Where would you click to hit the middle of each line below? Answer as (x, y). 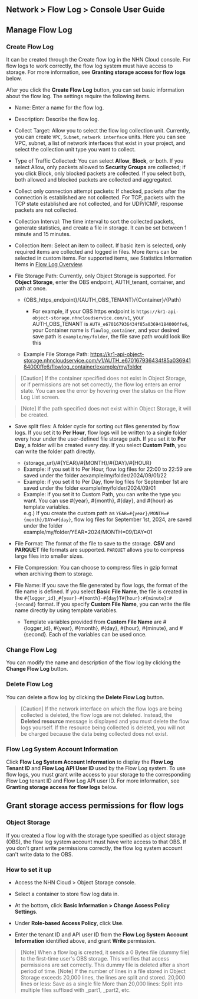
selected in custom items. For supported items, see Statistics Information (103, 258)
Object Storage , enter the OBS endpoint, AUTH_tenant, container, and (100, 282)
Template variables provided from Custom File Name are (93, 622)
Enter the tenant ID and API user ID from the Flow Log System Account (101, 935)
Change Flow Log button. (37, 669)
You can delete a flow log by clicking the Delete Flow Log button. (85, 697)
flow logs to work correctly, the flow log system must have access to (90, 66)
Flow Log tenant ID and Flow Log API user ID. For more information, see (93, 781)
